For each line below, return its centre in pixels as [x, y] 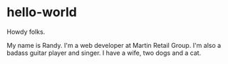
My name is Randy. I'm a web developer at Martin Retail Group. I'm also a [114, 45]
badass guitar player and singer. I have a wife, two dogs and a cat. [104, 53]
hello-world [42, 12]
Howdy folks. [26, 32]
